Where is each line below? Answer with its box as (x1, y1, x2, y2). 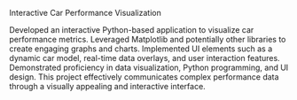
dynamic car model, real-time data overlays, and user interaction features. (9, 53, 281, 63)
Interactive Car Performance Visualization (9, 8, 161, 18)
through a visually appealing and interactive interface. (9, 81, 206, 91)
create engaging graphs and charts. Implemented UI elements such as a (9, 43, 273, 54)
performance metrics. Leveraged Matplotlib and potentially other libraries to (9, 35, 286, 44)
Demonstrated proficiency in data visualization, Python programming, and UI (9, 62, 289, 73)
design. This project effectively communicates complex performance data (9, 72, 279, 82)
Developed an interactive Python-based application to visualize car (9, 25, 254, 35)
